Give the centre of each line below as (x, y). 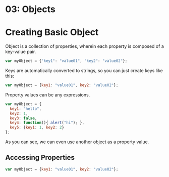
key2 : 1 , (19, 113)
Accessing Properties (40, 158)
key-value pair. (21, 52)
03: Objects (30, 9)
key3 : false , (23, 118)
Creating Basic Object (52, 33)
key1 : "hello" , (26, 109)
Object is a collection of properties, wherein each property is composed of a (84, 46)
